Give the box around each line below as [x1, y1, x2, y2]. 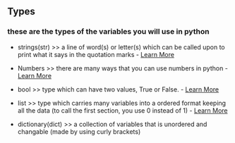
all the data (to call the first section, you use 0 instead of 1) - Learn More [17, 106, 228, 115]
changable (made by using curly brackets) [17, 127, 141, 136]
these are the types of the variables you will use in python [7, 27, 210, 37]
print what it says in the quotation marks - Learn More [17, 50, 175, 58]
